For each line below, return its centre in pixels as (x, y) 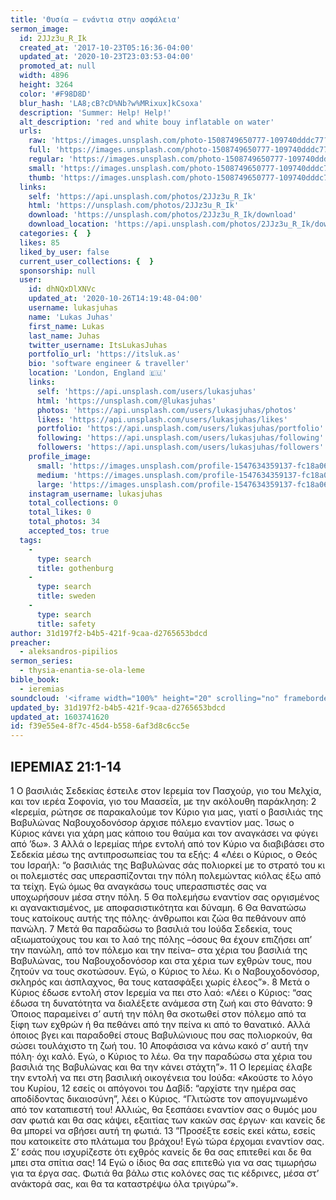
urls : (31, 131)
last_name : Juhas (64, 336)
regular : (46, 159)
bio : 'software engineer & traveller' (109, 364)
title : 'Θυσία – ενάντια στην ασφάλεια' (96, 19)
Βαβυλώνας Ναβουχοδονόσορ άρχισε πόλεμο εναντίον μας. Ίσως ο (152, 822)
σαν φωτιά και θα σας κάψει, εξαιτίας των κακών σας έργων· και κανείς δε (168, 1120)
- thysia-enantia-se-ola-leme (82, 671)
